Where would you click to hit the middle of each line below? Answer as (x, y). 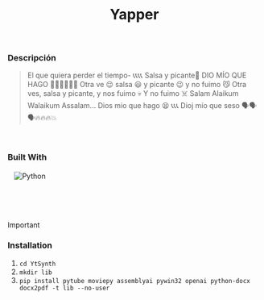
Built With (27, 157)
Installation (30, 245)
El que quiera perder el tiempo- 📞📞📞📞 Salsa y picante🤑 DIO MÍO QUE (137, 75)
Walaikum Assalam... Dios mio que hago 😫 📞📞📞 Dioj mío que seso (134, 106)
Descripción (32, 57)
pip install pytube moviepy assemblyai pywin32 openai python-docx (134, 281)
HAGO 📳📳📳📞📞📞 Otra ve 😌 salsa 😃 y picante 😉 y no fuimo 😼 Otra (137, 85)
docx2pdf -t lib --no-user (64, 288)
